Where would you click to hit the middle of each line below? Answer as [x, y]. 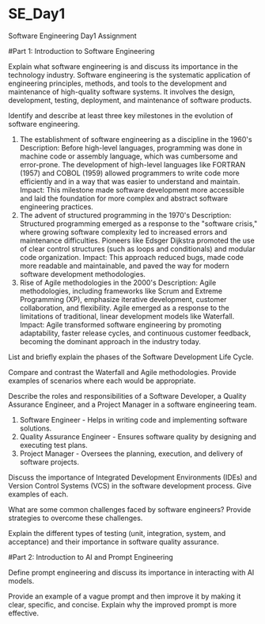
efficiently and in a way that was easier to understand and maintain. [130, 181]
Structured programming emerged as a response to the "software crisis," [138, 224]
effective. [24, 613]
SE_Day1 [37, 14]
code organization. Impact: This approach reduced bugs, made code [131, 257]
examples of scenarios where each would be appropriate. [102, 381]
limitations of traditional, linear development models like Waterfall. [127, 316]
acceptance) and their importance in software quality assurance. [114, 542]
